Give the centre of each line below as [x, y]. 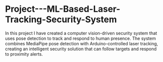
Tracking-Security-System [61, 19]
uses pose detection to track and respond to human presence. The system [81, 38]
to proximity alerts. [24, 54]
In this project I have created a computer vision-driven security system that [81, 33]
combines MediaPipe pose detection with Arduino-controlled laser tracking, [81, 43]
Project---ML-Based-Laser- [63, 9]
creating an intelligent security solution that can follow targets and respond [81, 49]
